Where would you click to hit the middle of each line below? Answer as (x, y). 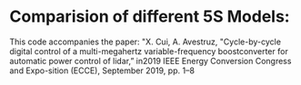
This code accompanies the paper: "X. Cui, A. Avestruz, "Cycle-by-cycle (145, 42)
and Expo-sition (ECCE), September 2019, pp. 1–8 (102, 71)
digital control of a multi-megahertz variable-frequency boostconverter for (149, 51)
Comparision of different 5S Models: (150, 17)
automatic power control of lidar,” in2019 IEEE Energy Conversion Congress (150, 61)
